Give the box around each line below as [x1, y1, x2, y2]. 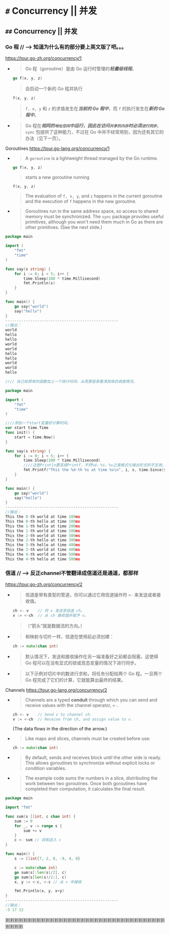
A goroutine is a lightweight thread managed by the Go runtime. [25, 155, 158, 161]
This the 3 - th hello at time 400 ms [5, 542, 80, 548]
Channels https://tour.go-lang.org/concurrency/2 [5, 687, 107, 693]
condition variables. [25, 765, 67, 771]
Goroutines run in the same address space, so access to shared [25, 208, 158, 214]
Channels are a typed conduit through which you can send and [25, 696, 158, 703]
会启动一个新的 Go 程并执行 [25, 85, 83, 92]
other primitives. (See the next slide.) [25, 224, 103, 230]
